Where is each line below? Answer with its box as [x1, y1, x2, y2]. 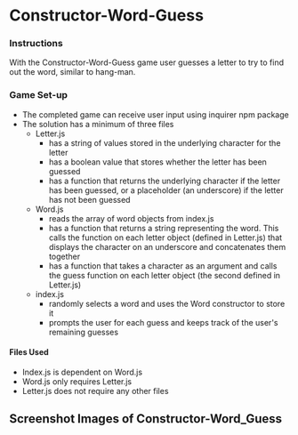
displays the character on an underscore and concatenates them [48, 241, 286, 252]
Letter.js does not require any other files [21, 385, 169, 396]
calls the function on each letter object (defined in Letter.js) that [48, 232, 283, 243]
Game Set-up [9, 89, 68, 101]
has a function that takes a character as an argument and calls [48, 260, 278, 271]
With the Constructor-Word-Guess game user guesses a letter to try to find [9, 57, 285, 68]
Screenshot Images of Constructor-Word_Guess [9, 411, 283, 427]
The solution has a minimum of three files [21, 118, 174, 129]
